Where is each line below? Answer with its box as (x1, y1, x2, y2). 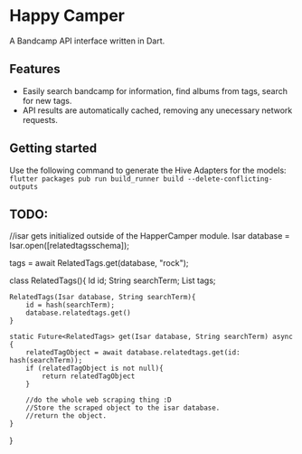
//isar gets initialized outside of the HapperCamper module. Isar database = (9, 231, 291, 241)
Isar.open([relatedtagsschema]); (9, 241, 129, 251)
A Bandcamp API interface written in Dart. (9, 35, 165, 46)
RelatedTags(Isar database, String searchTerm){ (9, 293, 196, 302)
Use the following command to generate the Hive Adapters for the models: (9, 165, 287, 175)
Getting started (9, 141, 98, 156)
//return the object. (25, 411, 107, 421)
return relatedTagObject (42, 372, 136, 381)
